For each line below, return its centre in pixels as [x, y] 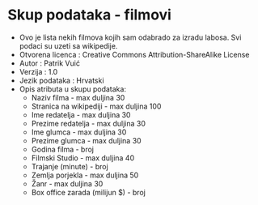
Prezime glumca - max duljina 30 [87, 140]
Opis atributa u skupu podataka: [73, 89]
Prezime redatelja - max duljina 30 [89, 123]
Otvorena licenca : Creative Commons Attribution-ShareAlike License [134, 54]
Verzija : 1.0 [38, 71]
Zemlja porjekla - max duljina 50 [85, 175]
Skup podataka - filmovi [89, 15]
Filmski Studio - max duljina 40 [83, 158]
